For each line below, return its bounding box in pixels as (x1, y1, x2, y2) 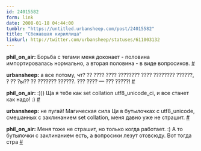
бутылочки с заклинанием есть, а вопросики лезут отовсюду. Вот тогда (6, 132, 192, 139)
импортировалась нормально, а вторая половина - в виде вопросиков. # (6, 60, 196, 67)
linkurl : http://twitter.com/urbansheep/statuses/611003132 (6, 37, 161, 43)
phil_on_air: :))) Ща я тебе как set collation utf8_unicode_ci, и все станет (6, 90, 190, 96)
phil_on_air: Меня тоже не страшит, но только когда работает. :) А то (6, 126, 184, 132)
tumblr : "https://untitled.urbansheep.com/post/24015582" (6, 25, 155, 32)
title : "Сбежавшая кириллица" (6, 31, 82, 37)
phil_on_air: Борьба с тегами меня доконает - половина (6, 54, 150, 60)
